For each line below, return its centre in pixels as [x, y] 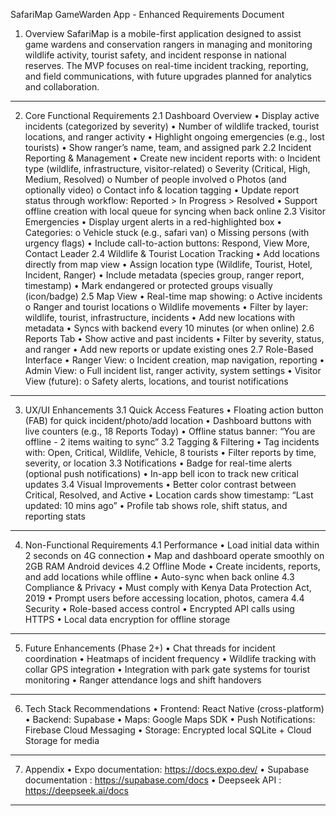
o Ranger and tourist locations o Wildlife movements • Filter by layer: [166, 307]
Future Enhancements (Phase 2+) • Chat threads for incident [150, 648]
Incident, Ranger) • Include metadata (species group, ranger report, [164, 275]
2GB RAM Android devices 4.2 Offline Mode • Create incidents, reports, [172, 566]
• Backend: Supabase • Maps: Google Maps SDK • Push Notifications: [170, 719]
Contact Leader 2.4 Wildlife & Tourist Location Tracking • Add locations [172, 253]
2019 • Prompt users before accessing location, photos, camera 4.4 [164, 598]
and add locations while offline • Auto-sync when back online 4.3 [159, 577]
